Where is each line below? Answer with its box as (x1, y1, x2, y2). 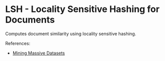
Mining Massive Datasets (12, 50, 65, 56)
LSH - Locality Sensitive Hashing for (5, 3, 160, 15)
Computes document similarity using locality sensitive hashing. (5, 30, 136, 36)
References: (5, 40, 30, 46)
